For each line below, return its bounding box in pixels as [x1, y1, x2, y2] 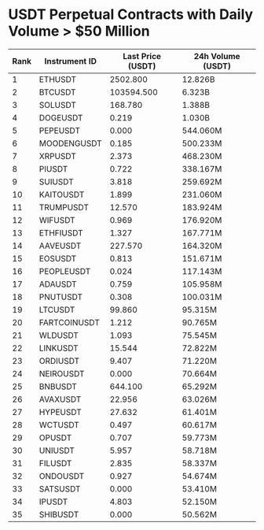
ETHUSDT [38, 73, 77, 84]
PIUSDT [38, 163, 68, 174]
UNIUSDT [38, 445, 75, 456]
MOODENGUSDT [38, 138, 102, 149]
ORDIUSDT [38, 355, 80, 366]
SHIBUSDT [38, 509, 79, 520]
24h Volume [193, 50, 241, 61]
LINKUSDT [38, 343, 79, 354]
